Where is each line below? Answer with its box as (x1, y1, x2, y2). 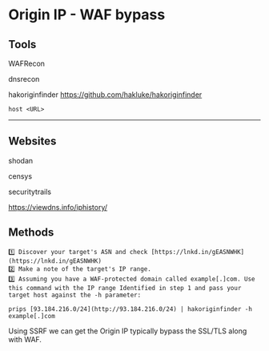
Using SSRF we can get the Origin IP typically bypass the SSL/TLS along (8, 326, 247, 336)
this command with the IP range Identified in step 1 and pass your (8, 284, 242, 292)
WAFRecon (8, 58, 46, 68)
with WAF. (8, 334, 42, 344)
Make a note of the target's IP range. (18, 264, 152, 273)
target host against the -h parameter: (8, 291, 142, 299)
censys (8, 171, 33, 181)
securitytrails (8, 187, 52, 196)
